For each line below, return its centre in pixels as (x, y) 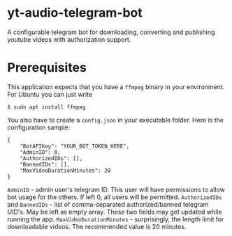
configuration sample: (39, 127)
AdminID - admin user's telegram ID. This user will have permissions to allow (116, 189)
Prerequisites (47, 68)
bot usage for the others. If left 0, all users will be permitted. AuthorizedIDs (115, 197)
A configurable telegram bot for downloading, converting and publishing (111, 32)
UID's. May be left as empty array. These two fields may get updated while (115, 212)
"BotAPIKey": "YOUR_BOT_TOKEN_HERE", (75, 146)
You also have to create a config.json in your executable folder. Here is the (116, 120)
